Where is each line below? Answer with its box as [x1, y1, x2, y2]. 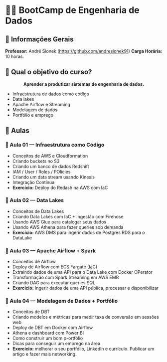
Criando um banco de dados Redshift [12, 163, 89, 169]
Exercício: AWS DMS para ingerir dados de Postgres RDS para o [12, 229, 146, 235]
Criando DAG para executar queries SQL [12, 280, 96, 286]
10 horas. [5, 53, 24, 59]
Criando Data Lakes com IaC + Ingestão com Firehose [12, 213, 124, 219]
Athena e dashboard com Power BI [12, 330, 84, 336]
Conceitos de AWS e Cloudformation [12, 153, 88, 159]
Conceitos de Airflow [12, 259, 56, 265]
